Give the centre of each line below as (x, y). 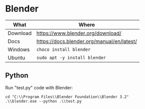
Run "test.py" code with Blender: (39, 87)
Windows (19, 49)
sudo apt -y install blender (71, 58)
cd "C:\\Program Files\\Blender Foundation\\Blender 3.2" (67, 97)
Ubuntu (17, 57)
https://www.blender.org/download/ (79, 33)
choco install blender (63, 49)
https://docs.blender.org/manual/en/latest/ (87, 41)
